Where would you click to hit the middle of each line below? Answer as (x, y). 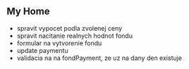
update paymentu (42, 50)
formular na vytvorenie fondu (59, 43)
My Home (28, 11)
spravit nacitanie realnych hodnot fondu (75, 36)
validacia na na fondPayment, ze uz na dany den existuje (99, 58)
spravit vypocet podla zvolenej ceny (69, 28)
